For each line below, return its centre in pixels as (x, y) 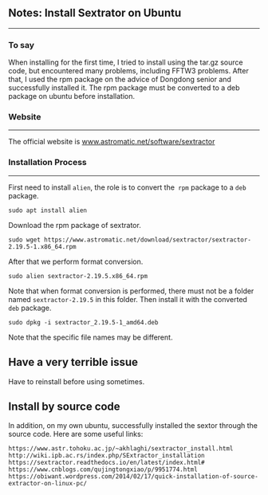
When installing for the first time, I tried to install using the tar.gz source (126, 62)
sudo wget (25, 240)
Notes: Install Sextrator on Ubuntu (95, 13)
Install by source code (65, 406)
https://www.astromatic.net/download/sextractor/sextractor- (147, 240)
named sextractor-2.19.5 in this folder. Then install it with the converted (128, 299)
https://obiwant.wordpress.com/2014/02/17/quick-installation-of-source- (134, 477)
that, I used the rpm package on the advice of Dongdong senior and (120, 80)
